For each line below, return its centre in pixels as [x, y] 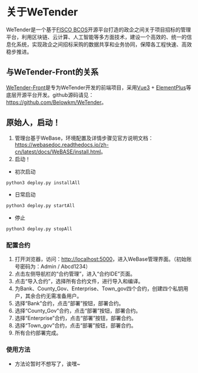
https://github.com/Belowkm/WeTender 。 [57, 102]
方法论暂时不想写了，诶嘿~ [47, 364]
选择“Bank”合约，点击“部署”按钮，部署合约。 [69, 303]
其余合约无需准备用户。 [54, 296]
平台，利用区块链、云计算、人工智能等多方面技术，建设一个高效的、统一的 [96, 37]
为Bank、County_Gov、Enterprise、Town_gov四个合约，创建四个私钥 [99, 289]
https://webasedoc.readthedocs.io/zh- [62, 145]
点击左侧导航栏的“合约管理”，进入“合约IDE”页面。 [75, 274]
